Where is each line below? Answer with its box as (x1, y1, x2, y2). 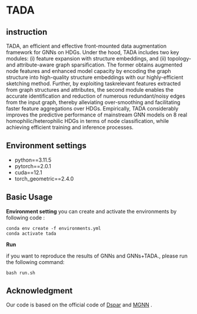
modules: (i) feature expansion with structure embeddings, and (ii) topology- (6, 55, 192, 62)
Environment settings (6, 141, 87, 151)
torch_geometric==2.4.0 (14, 175, 74, 182)
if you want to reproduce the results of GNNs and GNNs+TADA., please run (6, 252, 188, 259)
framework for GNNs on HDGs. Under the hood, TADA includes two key (6, 49, 179, 56)
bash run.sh (6, 270, 35, 276)
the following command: (6, 258, 65, 265)
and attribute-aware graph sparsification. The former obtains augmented (6, 61, 183, 68)
